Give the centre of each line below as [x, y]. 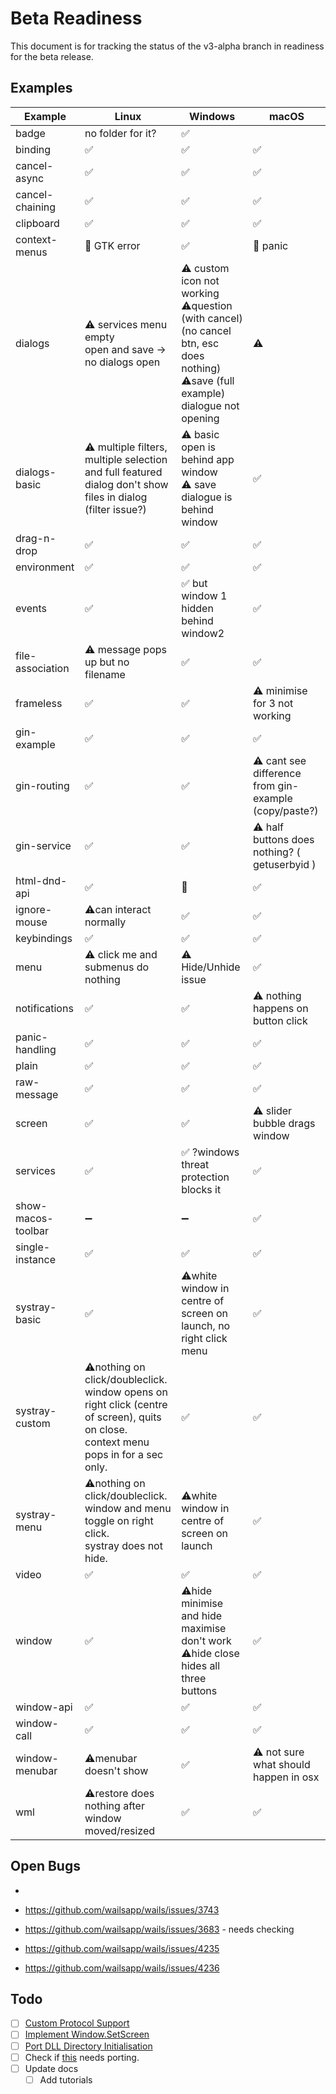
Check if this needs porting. [82, 2057]
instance [35, 1259]
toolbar [32, 1230]
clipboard [37, 223]
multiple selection [126, 459]
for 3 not [273, 703]
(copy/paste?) [286, 810]
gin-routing [42, 785]
